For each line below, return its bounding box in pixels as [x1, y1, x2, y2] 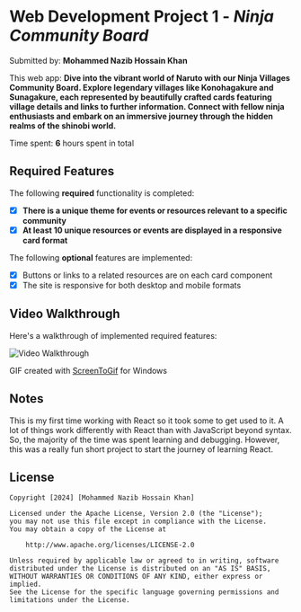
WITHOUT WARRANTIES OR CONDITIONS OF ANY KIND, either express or [9, 572, 263, 581]
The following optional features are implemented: [9, 252, 193, 262]
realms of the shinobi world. [9, 120, 117, 131]
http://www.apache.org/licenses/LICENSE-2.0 [25, 541, 195, 550]
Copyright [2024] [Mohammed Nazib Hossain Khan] [9, 493, 195, 502]
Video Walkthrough [9, 306, 120, 322]
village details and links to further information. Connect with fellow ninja [9, 101, 285, 111]
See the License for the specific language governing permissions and [9, 588, 279, 597]
